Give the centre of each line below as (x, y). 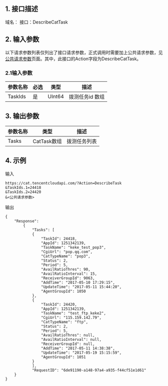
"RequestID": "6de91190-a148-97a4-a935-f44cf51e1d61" (89, 370)
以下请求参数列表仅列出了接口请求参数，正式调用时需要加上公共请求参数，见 (84, 52)
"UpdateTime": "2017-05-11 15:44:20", (81, 287)
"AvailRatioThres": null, (68, 335)
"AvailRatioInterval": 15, (69, 274)
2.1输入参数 (19, 73)
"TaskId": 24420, (59, 304)
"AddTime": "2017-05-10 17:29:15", (78, 282)
